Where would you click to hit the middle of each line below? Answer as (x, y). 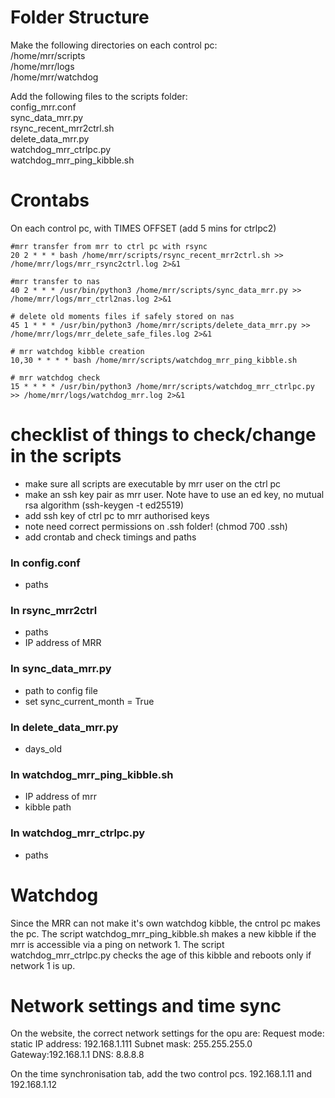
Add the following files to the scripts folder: (99, 96)
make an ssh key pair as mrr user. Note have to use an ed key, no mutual (174, 494)
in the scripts (66, 456)
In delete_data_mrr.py (64, 727)
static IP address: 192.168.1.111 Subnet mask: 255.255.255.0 (131, 1044)
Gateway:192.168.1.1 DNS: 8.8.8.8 (77, 1055)
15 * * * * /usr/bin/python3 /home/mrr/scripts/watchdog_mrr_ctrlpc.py (162, 386)
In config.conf (45, 563)
